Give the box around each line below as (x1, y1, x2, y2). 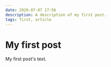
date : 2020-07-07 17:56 (5, 7, 57, 13)
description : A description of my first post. (5, 12, 107, 17)
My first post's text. (5, 56, 47, 62)
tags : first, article (5, 17, 52, 22)
